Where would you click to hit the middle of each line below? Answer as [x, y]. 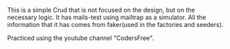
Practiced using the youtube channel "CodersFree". [81, 38]
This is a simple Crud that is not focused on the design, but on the [101, 10]
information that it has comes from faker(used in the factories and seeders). [115, 24]
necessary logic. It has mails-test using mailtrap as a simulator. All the [107, 17]
